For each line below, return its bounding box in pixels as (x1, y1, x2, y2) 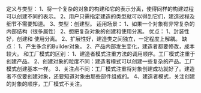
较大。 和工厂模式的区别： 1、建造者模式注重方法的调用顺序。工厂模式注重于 (6, 50, 196, 57)
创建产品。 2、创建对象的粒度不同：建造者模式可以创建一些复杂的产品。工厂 (6, 58, 195, 65)
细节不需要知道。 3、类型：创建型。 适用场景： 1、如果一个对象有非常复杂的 (6, 20, 195, 27)
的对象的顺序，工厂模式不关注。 (6, 80, 85, 87)
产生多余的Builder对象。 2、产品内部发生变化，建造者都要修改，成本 (25, 43, 195, 50)
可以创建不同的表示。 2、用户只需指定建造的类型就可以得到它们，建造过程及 (6, 13, 195, 20)
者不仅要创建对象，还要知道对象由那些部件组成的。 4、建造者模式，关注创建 (6, 73, 195, 80)
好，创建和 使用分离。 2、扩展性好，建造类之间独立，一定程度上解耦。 (6, 35, 181, 42)
